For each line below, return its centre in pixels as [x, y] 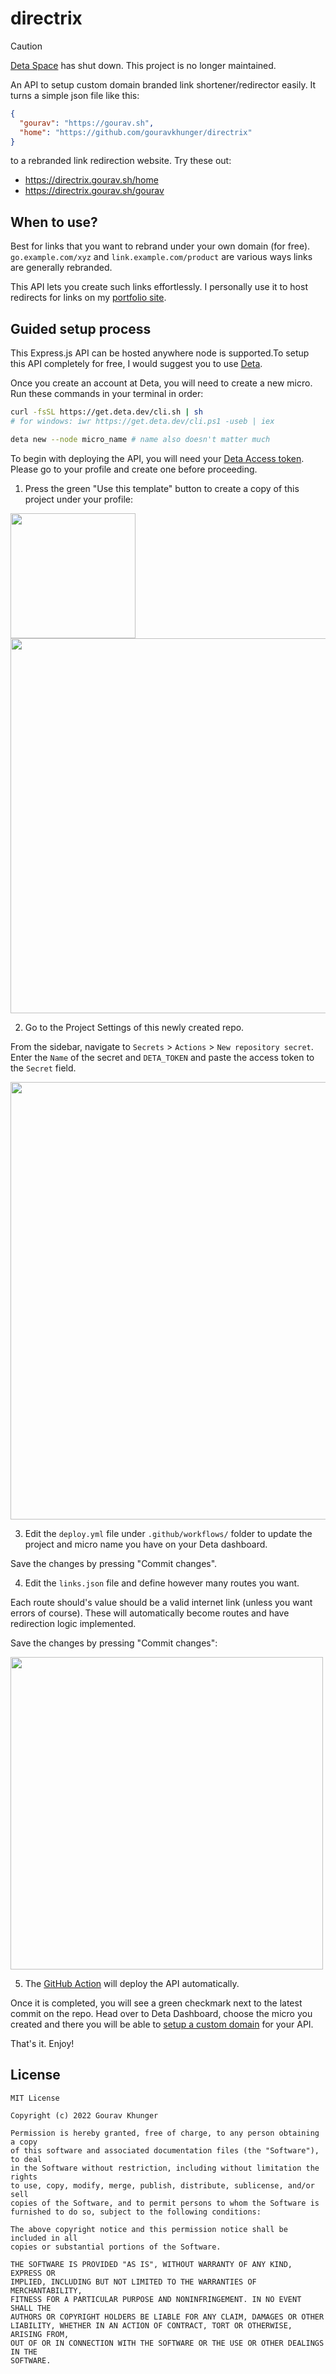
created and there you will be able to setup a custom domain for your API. [162, 2024]
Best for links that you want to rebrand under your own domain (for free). [160, 246]
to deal [26, 2159]
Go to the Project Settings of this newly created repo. [134, 1027]
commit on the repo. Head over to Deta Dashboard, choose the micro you [161, 2013]
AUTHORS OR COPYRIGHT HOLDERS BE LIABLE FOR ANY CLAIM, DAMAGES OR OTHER [167, 2317]
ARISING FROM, [40, 2334]
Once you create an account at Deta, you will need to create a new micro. [161, 383]
